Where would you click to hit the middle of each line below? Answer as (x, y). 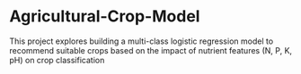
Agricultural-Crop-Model (105, 16)
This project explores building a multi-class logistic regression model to (142, 41)
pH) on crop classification (57, 60)
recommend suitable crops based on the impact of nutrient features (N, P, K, (151, 50)
